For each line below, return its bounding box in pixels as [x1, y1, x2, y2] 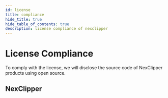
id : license [5, 7, 31, 13]
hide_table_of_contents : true [5, 21, 70, 27]
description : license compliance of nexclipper [5, 26, 108, 31]
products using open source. [5, 70, 66, 76]
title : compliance [5, 12, 44, 17]
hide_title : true [5, 17, 42, 22]
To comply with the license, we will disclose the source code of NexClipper [5, 65, 163, 71]
